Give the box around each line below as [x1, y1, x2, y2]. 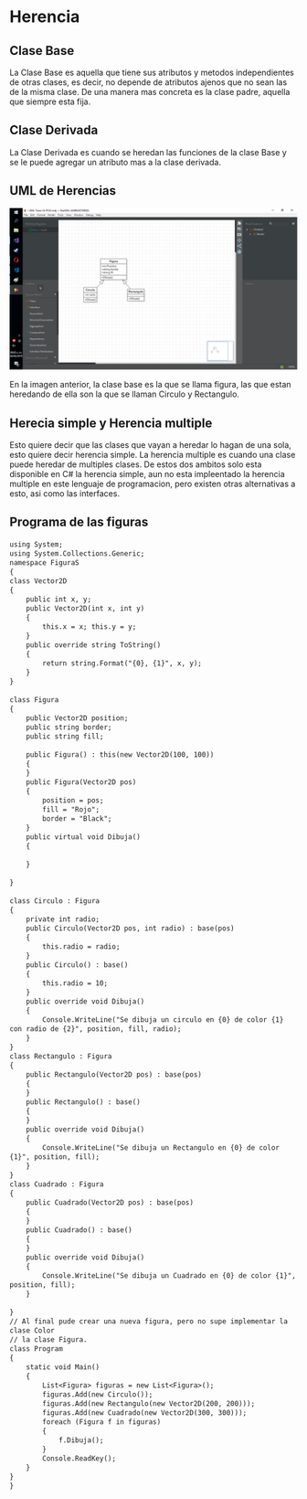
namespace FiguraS [9, 558, 79, 568]
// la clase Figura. [9, 1334, 89, 1345]
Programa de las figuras [9, 515, 149, 530]
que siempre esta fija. [9, 96, 91, 107]
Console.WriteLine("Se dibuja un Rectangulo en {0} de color [42, 1143, 281, 1153]
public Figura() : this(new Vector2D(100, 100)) [26, 749, 215, 760]
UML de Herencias [9, 183, 117, 198]
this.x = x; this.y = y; [42, 622, 137, 632]
